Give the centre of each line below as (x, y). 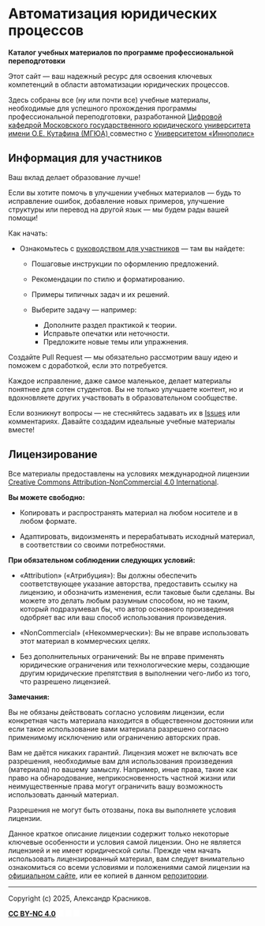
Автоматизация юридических (113, 14)
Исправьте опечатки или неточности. (106, 333)
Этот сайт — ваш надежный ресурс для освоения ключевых (110, 76)
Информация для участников (85, 158)
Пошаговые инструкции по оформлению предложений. (125, 263)
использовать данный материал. (63, 794)
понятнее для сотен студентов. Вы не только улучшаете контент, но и (126, 389)
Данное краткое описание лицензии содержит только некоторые (119, 834)
